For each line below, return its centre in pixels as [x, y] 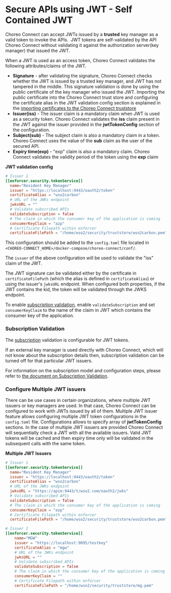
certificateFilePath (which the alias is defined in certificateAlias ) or [80, 279]
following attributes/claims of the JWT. [46, 66]
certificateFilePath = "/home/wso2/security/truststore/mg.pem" [84, 585]
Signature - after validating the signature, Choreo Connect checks [82, 75]
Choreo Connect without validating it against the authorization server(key [82, 45]
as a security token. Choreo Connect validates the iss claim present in [86, 119]
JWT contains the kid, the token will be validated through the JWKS [76, 289]
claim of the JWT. [24, 263]
